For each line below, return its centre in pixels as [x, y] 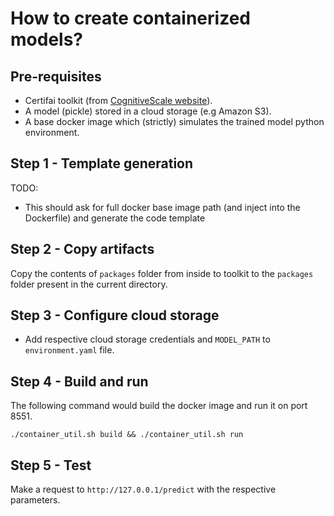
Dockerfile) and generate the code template [115, 218]
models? [46, 39]
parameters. [35, 500]
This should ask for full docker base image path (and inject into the [162, 207]
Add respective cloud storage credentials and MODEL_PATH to [147, 339]
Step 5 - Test [51, 465]
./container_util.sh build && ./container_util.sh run [127, 435]
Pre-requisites [56, 76]
